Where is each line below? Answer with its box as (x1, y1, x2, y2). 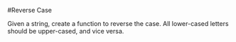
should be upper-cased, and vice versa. (7, 27, 124, 35)
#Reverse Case (7, 6, 52, 14)
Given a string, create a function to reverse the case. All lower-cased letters (7, 20, 229, 27)
